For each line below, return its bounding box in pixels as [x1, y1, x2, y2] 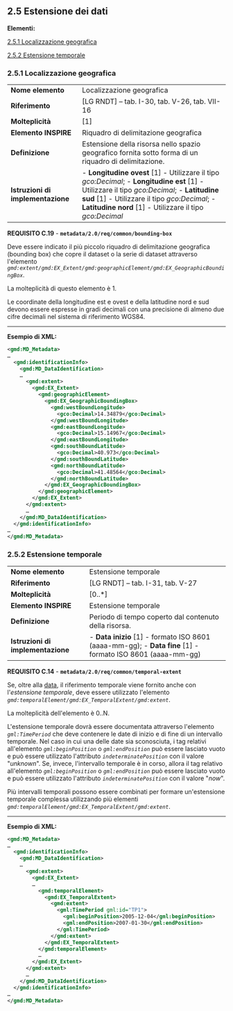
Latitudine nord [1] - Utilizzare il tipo [82, 203, 204, 213]
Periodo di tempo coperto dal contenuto [89, 611, 220, 621]
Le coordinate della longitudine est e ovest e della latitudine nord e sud [7, 298, 209, 306]
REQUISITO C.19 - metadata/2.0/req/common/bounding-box [7, 229, 172, 238]
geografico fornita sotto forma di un [82, 148, 198, 158]
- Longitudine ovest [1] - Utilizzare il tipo [82, 168, 220, 178]
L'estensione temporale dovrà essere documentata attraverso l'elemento [7, 722, 215, 730]
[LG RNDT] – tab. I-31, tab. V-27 [89, 578, 198, 588]
